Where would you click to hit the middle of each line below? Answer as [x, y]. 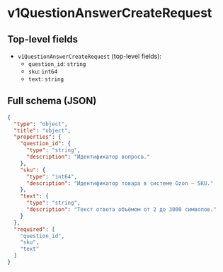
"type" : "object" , [41, 124]
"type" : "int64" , [52, 176]
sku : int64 [43, 71]
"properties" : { [38, 137]
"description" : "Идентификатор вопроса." [88, 157]
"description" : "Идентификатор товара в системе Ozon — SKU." [120, 183]
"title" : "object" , [42, 130]
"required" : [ [34, 229]
